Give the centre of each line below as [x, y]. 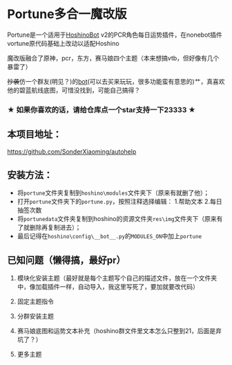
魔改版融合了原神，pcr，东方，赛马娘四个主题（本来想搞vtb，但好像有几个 [113, 58]
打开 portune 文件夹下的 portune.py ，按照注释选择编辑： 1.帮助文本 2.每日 [119, 202]
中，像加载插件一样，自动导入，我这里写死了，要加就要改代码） [108, 287]
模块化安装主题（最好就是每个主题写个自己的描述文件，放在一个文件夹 [117, 278]
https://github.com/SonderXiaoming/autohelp [72, 151]
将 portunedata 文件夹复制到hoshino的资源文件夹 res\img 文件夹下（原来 [117, 219]
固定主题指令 [35, 301]
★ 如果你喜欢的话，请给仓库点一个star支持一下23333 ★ [101, 109]
